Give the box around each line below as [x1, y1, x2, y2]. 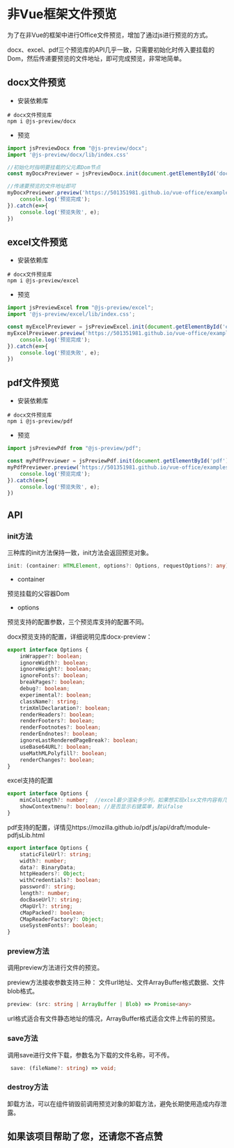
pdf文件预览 [7, 377, 59, 389]
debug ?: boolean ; [19, 685, 70, 692]
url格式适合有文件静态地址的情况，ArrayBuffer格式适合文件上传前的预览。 [7, 1014, 219, 1023]
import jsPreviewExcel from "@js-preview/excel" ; [7, 304, 155, 311]
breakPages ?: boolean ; [19, 678, 86, 686]
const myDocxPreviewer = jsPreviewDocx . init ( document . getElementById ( [7, 170, 217, 178]
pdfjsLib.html [7, 830, 45, 839]
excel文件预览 [7, 236, 68, 248]
